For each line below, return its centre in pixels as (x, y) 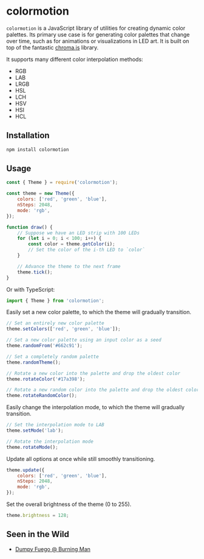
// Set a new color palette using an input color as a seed (84, 340)
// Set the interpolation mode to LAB (55, 425)
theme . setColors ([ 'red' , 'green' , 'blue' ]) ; (63, 329)
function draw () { (29, 227)
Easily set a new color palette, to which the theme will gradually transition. (99, 312)
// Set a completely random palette (53, 357)
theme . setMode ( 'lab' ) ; (35, 431)
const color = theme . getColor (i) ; (72, 244)
